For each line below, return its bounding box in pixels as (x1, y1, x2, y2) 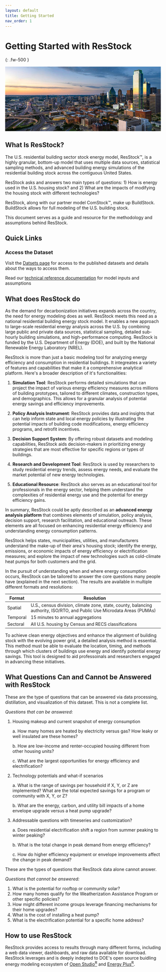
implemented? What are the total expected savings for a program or (12, 788, 151, 793)
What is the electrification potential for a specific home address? (12, 917, 144, 923)
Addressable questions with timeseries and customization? (12, 817, 132, 823)
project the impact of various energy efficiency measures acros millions (12, 385, 159, 391)
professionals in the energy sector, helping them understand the (12, 486, 143, 493)
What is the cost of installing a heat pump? (12, 911, 99, 917)
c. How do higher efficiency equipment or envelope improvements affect (12, 851, 161, 857)
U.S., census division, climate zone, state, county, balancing (30, 602, 152, 608)
